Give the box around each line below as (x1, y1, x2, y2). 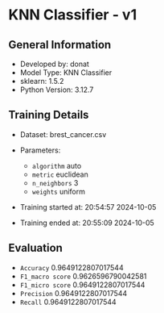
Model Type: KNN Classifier (19, 68, 113, 77)
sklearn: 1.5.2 (19, 77, 64, 86)
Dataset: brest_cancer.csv (19, 129, 107, 139)
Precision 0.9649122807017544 (19, 288, 128, 298)
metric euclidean (31, 169, 88, 179)
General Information (8, 38, 112, 52)
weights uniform (31, 186, 86, 196)
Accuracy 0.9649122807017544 (19, 262, 124, 272)
